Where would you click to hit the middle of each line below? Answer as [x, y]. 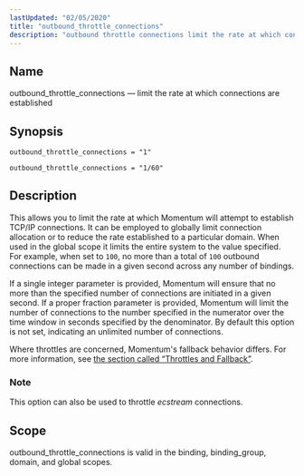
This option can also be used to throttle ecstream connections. [126, 402]
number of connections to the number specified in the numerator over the [147, 312]
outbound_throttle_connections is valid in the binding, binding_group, [138, 452]
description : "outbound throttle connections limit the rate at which [145, 34]
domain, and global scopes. [61, 461]
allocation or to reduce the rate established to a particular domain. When [145, 237]
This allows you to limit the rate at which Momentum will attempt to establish [152, 218]
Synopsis [36, 131]
